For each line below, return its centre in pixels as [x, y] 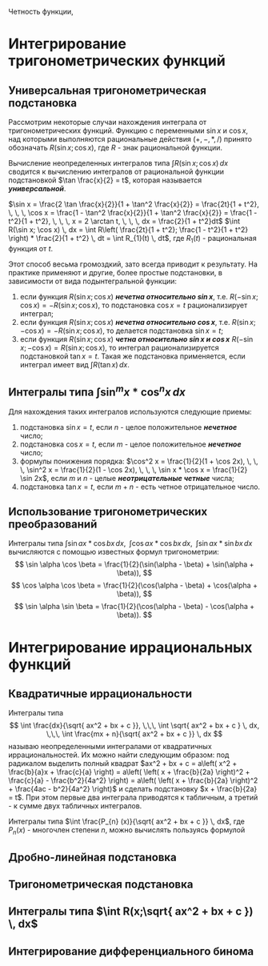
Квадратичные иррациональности [100, 694]
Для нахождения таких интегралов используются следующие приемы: [130, 411]
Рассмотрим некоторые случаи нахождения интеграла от [108, 122]
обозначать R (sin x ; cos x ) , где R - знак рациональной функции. [115, 148]
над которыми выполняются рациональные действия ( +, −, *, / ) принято [130, 139]
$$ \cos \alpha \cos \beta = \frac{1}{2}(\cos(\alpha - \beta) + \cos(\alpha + [134, 585]
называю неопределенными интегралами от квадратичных [110, 747]
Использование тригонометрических [108, 512]
